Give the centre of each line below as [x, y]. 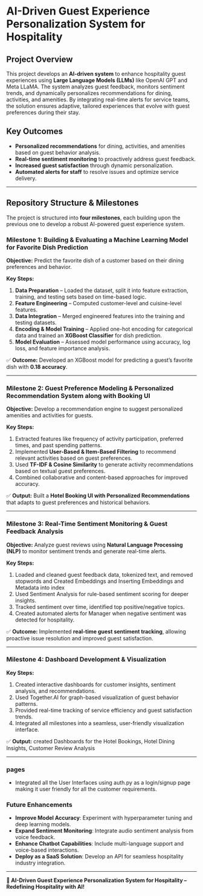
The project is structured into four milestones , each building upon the [93, 217]
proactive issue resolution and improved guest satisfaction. [80, 638]
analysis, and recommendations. [55, 691]
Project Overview [40, 59]
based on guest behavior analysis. [58, 152]
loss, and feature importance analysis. [63, 348]
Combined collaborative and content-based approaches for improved [101, 477]
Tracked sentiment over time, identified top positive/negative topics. [100, 606]
